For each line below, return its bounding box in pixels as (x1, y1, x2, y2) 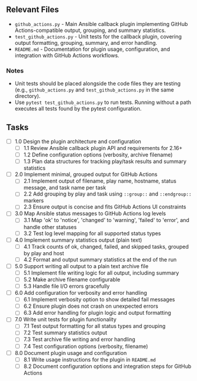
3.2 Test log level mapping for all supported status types (23, 230, 162, 237)
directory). (14, 93, 41, 100)
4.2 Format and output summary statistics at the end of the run (23, 256, 177, 263)
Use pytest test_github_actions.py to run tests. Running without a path (14, 99, 191, 106)
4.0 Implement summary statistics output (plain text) (14, 236, 143, 243)
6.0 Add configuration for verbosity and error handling (14, 289, 147, 297)
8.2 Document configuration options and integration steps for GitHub (23, 363, 192, 370)
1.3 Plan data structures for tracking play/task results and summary (23, 158, 187, 165)
